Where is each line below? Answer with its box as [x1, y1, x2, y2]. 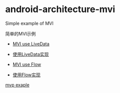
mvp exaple [5, 82, 29, 88]
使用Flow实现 [12, 72, 41, 78]
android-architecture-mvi [5, 4, 115, 15]
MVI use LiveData [12, 40, 50, 46]
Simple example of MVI [5, 20, 54, 26]
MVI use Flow [12, 61, 42, 67]
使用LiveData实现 [12, 51, 49, 57]
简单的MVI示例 [5, 30, 36, 36]
